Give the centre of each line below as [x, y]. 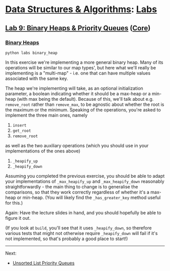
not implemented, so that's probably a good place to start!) [67, 239]
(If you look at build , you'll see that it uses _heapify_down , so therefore [78, 228]
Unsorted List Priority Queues [44, 263]
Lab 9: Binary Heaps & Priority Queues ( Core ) [78, 28]
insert [19, 125]
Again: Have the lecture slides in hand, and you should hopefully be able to [83, 212]
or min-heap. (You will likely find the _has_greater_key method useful [89, 197]
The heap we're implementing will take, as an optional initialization [74, 88]
